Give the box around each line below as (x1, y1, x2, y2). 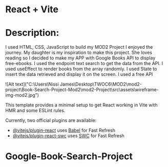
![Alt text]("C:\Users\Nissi (5, 81, 59, 88)
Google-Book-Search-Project (5, 151, 133, 162)
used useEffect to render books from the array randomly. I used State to (5, 66, 157, 72)
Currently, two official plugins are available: (5, 117, 97, 123)
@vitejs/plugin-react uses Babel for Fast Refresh (12, 127, 116, 134)
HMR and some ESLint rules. (5, 108, 66, 114)
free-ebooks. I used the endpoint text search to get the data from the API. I (5, 60, 163, 67)
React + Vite (5, 4, 59, 15)
